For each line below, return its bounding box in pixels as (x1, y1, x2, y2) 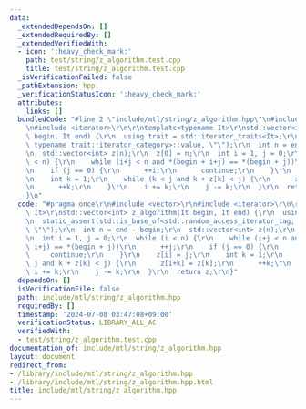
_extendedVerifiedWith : (17, 38, 107, 48)
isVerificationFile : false (17, 284, 120, 293)
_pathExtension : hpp (17, 81, 96, 90)
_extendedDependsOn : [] (17, 22, 107, 31)
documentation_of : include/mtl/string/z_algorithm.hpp (9, 343, 222, 353)
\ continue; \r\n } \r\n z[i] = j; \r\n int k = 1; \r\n (25, 251, 283, 260)
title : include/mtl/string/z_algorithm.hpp (9, 386, 178, 395)
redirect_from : (9, 361, 67, 370)
